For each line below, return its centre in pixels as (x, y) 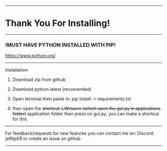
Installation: (17, 70)
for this (20, 119)
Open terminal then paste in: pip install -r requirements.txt (72, 99)
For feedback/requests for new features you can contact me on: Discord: (80, 133)
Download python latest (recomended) (52, 89)
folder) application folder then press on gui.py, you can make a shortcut (86, 114)
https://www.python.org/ (30, 56)
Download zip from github (39, 79)
